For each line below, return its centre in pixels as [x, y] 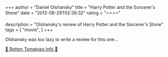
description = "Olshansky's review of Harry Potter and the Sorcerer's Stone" [84, 24]
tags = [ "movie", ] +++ [29, 30]
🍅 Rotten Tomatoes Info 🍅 [31, 49]
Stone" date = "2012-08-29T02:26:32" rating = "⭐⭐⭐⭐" [63, 13]
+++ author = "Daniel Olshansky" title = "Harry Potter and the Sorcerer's [80, 7]
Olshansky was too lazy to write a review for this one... [62, 39]
